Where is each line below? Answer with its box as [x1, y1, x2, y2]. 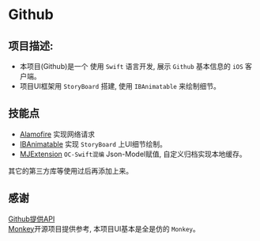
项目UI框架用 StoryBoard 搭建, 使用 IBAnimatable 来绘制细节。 [19, 82, 221, 90]
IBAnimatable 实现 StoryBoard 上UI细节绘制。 [19, 139, 168, 148]
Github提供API [8, 214, 55, 224]
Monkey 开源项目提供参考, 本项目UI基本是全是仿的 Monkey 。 [8, 224, 200, 233]
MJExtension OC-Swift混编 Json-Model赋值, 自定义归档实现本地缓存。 [19, 149, 247, 159]
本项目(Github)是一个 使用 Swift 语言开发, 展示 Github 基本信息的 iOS [19, 62, 243, 71]
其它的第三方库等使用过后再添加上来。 [8, 166, 133, 175]
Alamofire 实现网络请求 [19, 129, 96, 139]
